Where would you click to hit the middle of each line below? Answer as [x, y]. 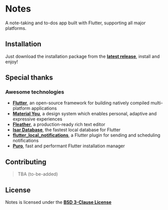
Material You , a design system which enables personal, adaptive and [85, 114]
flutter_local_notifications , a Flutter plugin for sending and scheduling [86, 135]
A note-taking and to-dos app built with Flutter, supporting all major [75, 23]
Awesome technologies [35, 92]
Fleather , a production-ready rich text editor [59, 124]
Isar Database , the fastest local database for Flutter [67, 130]
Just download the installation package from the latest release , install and [83, 56]
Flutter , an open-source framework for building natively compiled [81, 103]
